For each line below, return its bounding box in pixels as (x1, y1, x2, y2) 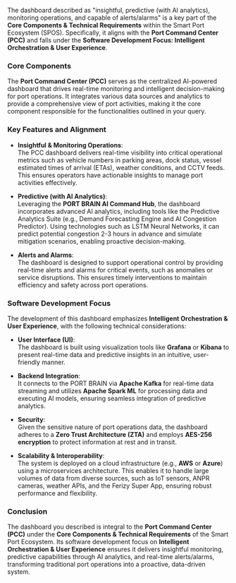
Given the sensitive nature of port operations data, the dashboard (17, 423, 208, 431)
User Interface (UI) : (17, 335, 75, 344)
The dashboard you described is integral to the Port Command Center (7, 522, 213, 531)
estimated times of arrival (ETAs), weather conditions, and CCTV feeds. (17, 163, 225, 172)
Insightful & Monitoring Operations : (17, 140, 123, 149)
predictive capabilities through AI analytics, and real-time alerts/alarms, (7, 553, 215, 561)
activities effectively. (17, 178, 77, 186)
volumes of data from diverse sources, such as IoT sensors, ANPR (17, 474, 210, 482)
